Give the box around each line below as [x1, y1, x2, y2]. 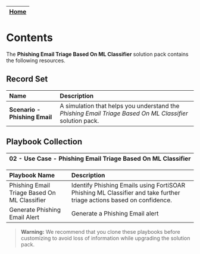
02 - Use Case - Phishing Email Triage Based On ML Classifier [9, 154, 191, 163]
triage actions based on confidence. [71, 196, 173, 204]
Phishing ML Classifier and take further [71, 188, 180, 196]
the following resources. [6, 56, 65, 64]
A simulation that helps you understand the [60, 101, 180, 110]
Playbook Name [9, 171, 55, 179]
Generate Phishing [9, 205, 61, 214]
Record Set [6, 74, 48, 84]
